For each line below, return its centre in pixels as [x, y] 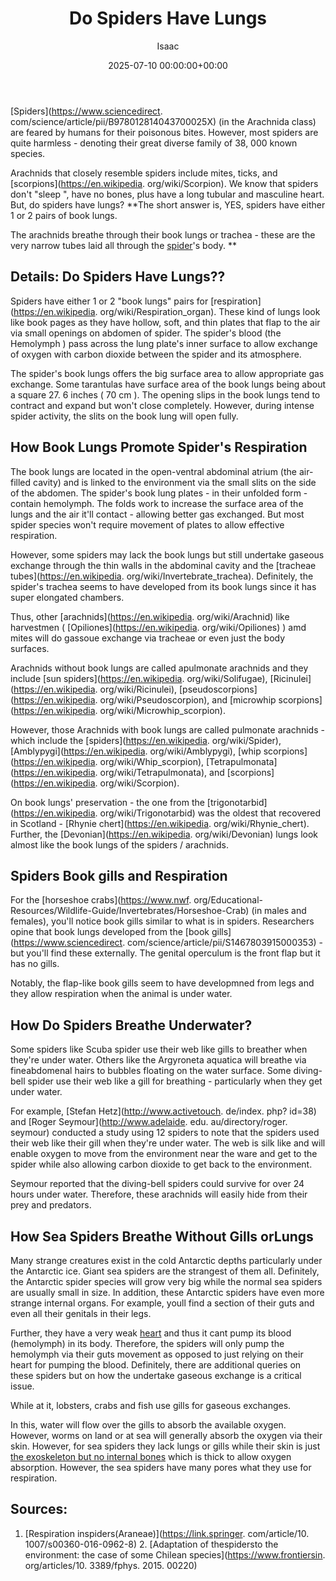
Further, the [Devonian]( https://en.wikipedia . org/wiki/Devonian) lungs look [164, 834]
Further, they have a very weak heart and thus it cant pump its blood [151, 1333]
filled [21, 482]
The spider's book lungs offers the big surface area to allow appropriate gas [167, 373]
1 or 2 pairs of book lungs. [64, 215]
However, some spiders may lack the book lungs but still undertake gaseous [167, 554]
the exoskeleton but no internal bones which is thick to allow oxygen [151, 1456]
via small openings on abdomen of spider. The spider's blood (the [146, 333]
